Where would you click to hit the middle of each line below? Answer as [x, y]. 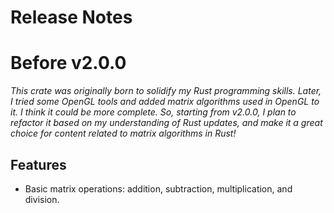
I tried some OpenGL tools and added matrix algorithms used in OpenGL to [165, 102]
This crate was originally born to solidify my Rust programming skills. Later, [166, 91]
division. [42, 199]
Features [38, 164]
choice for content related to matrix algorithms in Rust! [123, 133]
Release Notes [71, 17]
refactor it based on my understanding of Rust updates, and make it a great [166, 123]
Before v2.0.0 [68, 63]
